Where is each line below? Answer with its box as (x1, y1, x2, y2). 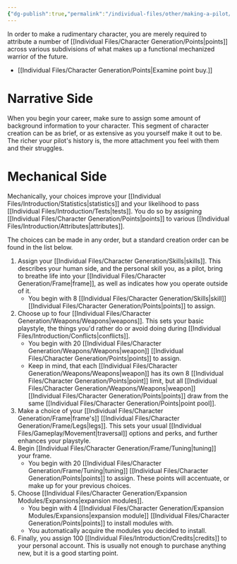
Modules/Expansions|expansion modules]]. (17, 496, 144, 505)
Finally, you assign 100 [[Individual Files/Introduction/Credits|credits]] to (17, 534, 227, 542)
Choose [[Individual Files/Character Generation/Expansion (17, 489, 188, 497)
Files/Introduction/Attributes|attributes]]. (7, 221, 125, 230)
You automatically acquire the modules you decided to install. (28, 526, 207, 534)
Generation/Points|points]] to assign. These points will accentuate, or (28, 474, 230, 482)
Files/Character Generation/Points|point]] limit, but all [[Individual (28, 376, 217, 385)
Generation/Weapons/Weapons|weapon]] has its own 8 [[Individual (28, 369, 224, 377)
